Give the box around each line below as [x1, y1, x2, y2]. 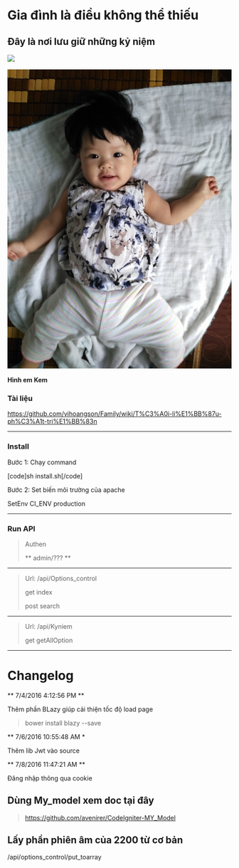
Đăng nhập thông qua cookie [7, 773, 92, 783]
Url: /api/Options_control [24, 574, 97, 582]
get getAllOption [24, 636, 73, 644]
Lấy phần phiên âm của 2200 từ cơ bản [7, 834, 184, 847]
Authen [24, 540, 47, 548]
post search [24, 602, 60, 610]
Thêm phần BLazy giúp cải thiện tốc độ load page [7, 705, 154, 713]
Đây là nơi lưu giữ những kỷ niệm [7, 36, 155, 48]
